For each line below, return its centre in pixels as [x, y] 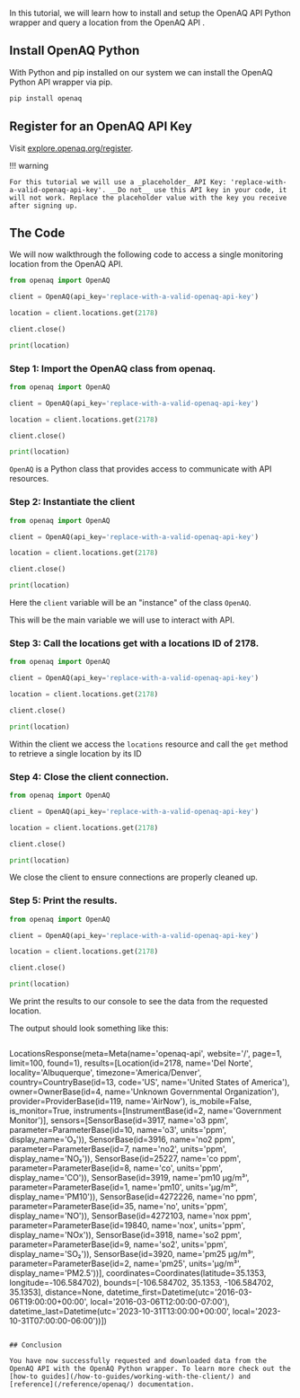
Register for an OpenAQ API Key [101, 126]
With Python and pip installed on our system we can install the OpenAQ [141, 72]
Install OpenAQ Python [75, 51]
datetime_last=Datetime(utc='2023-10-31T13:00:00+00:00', [120, 1312]
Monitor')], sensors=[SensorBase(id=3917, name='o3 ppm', [119, 1120]
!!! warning [29, 165]
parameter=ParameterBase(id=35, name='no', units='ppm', [119, 1207]
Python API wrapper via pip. [61, 82]
